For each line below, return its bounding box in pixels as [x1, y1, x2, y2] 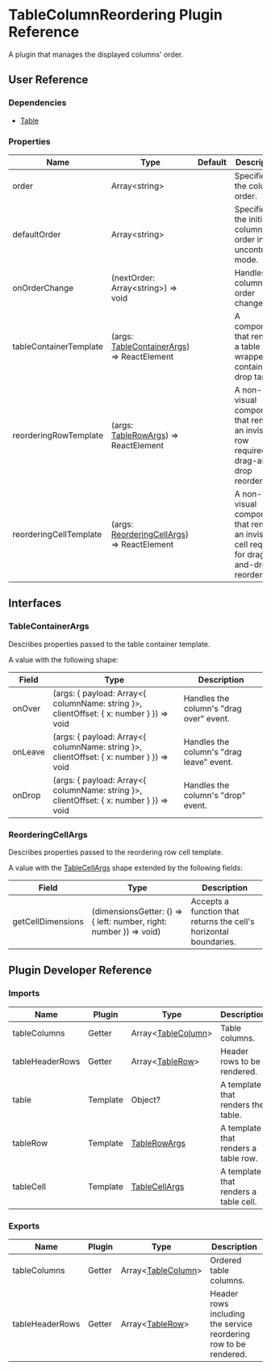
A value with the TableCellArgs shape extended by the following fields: [8, 863, 244, 872]
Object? [131, 1094, 161, 1105]
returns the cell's [190, 915, 256, 927]
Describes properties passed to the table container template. [8, 639, 211, 649]
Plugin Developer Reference [8, 964, 152, 977]
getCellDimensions [12, 915, 85, 927]
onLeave [12, 746, 46, 757]
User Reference [8, 73, 89, 86]
